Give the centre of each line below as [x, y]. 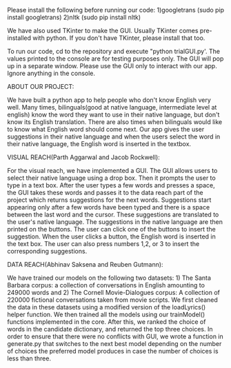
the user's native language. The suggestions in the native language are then [115, 222]
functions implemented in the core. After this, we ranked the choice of [107, 322]
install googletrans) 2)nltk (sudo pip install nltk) [74, 17]
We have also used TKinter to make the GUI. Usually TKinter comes [103, 31]
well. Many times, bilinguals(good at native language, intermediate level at [112, 107]
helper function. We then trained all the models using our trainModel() [106, 314]
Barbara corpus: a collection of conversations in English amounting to [106, 285]
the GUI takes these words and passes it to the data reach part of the [105, 193]
